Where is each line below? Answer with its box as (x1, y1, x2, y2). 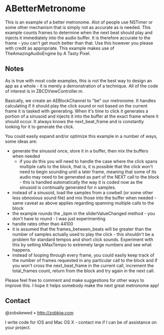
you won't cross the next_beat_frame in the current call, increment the (12, 262, 154, 268)
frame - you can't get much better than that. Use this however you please (5, 40, 153, 46)
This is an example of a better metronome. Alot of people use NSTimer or (5, 19, 153, 25)
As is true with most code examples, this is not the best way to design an (5, 77, 152, 83)
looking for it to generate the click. (5, 124, 74, 129)
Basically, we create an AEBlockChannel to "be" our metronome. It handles (5, 98, 156, 103)
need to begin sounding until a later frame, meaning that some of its (19, 169, 157, 175)
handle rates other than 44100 (12, 221, 73, 227)
